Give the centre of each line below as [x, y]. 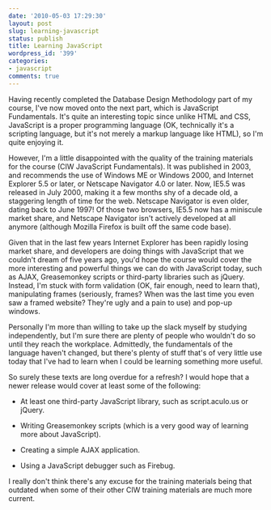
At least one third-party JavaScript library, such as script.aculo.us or [134, 401]
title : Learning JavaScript [56, 46]
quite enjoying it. [36, 142]
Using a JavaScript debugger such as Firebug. [97, 465]
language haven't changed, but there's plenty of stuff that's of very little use [135, 352]
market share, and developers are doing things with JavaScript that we [126, 251]
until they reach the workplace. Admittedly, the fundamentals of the [121, 344]
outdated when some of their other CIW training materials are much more [130, 490]
